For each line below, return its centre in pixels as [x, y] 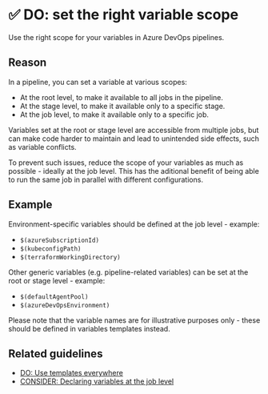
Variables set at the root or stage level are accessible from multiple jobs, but [134, 130]
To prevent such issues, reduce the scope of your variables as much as [126, 163]
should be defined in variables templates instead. [89, 328]
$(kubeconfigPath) [50, 249]
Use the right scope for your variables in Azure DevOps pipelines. [116, 37]
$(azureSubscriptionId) [60, 240]
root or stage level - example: [57, 280]
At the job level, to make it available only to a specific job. [114, 115]
